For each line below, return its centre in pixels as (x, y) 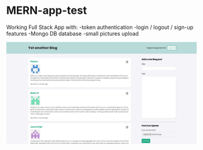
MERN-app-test (47, 11)
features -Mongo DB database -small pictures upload (72, 33)
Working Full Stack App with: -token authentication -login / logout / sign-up (100, 27)
